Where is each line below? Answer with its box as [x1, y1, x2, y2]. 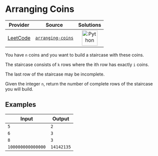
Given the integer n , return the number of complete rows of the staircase [5, 80, 153, 86]
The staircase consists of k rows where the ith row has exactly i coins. [5, 61, 150, 68]
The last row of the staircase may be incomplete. [5, 71, 105, 77]
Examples [5, 100, 36, 109]
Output [52, 115, 69, 122]
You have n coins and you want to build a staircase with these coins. [5, 52, 145, 58]
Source [46, 21, 63, 28]
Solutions [78, 21, 102, 28]
